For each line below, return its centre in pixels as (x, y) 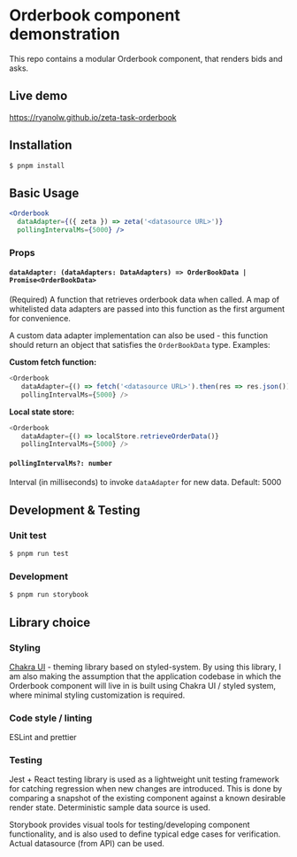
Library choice (50, 622)
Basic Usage (44, 193)
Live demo (38, 96)
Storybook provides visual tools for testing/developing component (129, 825)
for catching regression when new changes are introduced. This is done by (146, 789)
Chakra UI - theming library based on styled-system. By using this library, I (145, 667)
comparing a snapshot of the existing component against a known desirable (147, 799)
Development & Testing (75, 510)
